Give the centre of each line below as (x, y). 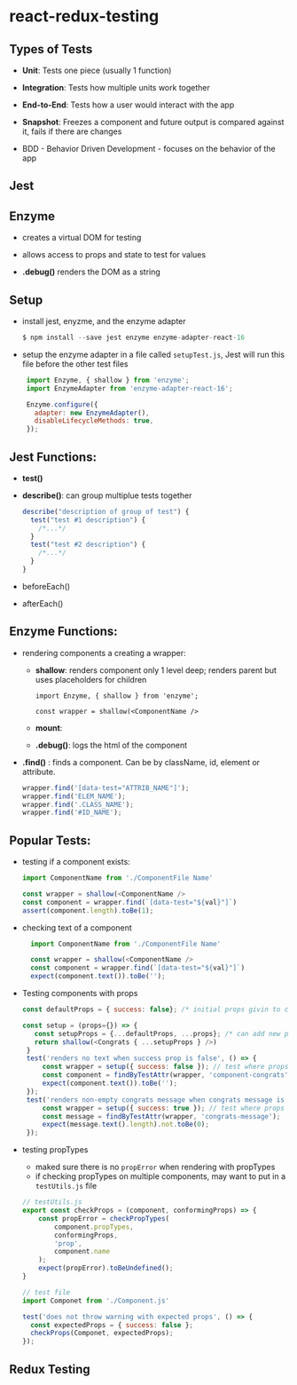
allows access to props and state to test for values (114, 255)
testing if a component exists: (76, 862)
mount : (49, 728)
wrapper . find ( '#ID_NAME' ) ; (72, 813)
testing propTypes (55, 1150)
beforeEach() (46, 586)
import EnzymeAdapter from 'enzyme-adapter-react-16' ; (129, 388)
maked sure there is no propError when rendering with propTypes (155, 1167)
